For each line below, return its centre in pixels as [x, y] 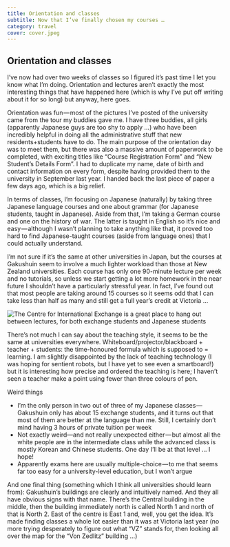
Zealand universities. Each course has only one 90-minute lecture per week [114, 271]
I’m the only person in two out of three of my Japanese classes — [110, 406]
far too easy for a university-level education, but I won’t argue [105, 471]
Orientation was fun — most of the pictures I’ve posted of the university [108, 113]
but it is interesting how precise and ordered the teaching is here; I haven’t [113, 371]
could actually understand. [45, 243]
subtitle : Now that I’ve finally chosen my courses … [86, 20]
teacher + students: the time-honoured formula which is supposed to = [108, 350]
